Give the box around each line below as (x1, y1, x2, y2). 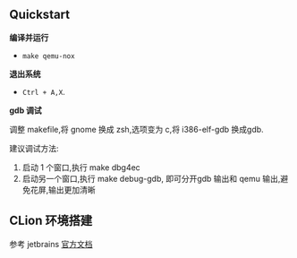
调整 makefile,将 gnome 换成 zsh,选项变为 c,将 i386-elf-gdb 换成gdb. (9, 124, 264, 134)
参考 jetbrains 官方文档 (9, 238, 93, 249)
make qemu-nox (21, 51, 75, 61)
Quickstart (9, 7, 71, 22)
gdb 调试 (9, 105, 42, 116)
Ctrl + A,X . (21, 86, 65, 97)
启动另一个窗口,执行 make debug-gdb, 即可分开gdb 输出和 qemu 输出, (21, 173, 281, 184)
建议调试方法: (9, 142, 60, 153)
